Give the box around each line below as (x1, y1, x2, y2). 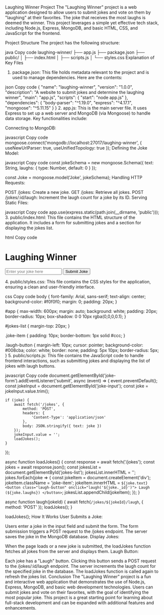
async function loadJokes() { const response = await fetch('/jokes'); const (5, 459, 155, 464)
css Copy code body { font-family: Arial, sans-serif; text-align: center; (5, 293, 146, 299)
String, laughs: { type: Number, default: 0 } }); (5, 165, 97, 171)
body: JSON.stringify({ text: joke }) (23, 423, 102, 429)
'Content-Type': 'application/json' (31, 415, 106, 420)
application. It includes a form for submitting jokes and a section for (5, 220, 141, 225)
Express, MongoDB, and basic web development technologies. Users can (5, 584, 153, 590)
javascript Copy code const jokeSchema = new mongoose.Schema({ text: (5, 160, 154, 165)
